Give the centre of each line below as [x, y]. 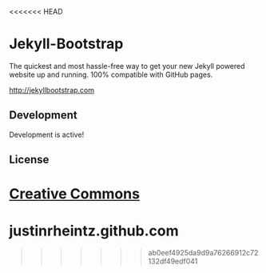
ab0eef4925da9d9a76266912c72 [203, 253]
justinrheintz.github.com [94, 231]
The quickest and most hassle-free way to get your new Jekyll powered [127, 66]
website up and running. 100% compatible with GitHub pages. [111, 74]
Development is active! [47, 134]
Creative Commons [75, 194]
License [29, 160]
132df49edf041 [173, 261]
